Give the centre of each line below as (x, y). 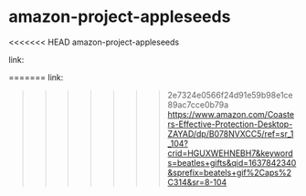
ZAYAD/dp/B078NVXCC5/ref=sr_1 (231, 133)
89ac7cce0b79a (198, 104)
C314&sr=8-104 (197, 182)
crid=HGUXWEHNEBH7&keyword (230, 153)
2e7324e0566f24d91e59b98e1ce (230, 95)
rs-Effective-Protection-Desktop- (230, 124)
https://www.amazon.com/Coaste (231, 114)
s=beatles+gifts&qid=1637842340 (232, 162)
